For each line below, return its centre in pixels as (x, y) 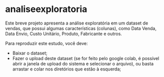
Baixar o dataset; (30, 53)
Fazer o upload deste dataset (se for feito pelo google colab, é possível (86, 58)
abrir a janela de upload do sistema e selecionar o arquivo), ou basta (83, 63)
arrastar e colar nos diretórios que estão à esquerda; (67, 69)
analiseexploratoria (46, 9)
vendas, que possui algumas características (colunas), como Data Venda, (81, 28)
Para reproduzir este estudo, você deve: (47, 43)
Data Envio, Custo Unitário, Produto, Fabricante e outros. (64, 33)
